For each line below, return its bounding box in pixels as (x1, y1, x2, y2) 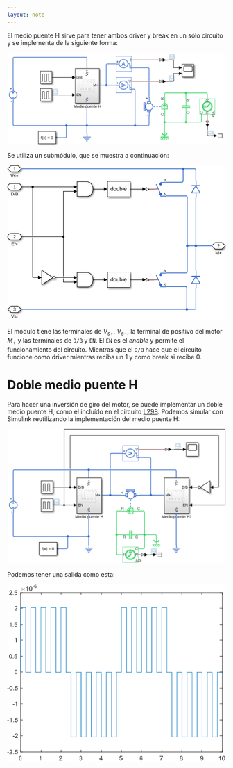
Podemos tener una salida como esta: (7, 571, 116, 579)
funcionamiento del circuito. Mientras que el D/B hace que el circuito (7, 345, 202, 354)
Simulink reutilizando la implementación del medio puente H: (7, 414, 180, 423)
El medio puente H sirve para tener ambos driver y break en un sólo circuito (7, 31, 223, 40)
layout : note (7, 11, 45, 18)
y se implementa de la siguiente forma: (7, 38, 118, 47)
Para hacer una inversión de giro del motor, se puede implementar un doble (7, 400, 223, 408)
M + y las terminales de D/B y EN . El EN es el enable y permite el (7, 336, 184, 346)
